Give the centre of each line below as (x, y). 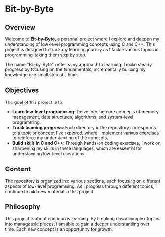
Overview (20, 27)
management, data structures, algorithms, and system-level (73, 117)
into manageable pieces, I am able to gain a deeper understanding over (77, 224)
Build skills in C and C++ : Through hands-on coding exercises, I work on (86, 143)
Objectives (22, 90)
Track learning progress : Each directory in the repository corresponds (84, 127)
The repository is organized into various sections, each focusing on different (82, 181)
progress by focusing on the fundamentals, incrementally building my (76, 69)
